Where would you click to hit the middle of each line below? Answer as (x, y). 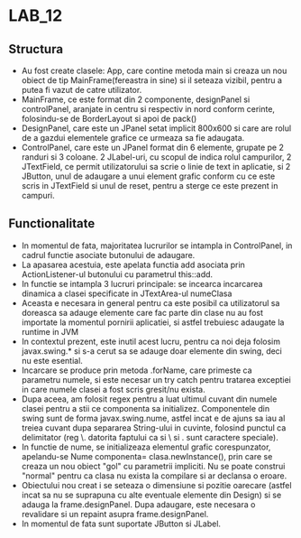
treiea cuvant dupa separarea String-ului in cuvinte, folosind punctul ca (154, 427)
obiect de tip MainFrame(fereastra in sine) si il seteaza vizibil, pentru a (152, 80)
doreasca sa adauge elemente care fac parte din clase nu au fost (142, 312)
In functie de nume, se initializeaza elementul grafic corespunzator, (146, 447)
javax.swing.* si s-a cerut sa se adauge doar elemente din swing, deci (152, 351)
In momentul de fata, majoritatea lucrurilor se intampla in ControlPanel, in (157, 246)
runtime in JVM (50, 331)
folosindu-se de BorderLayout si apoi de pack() (109, 119)
